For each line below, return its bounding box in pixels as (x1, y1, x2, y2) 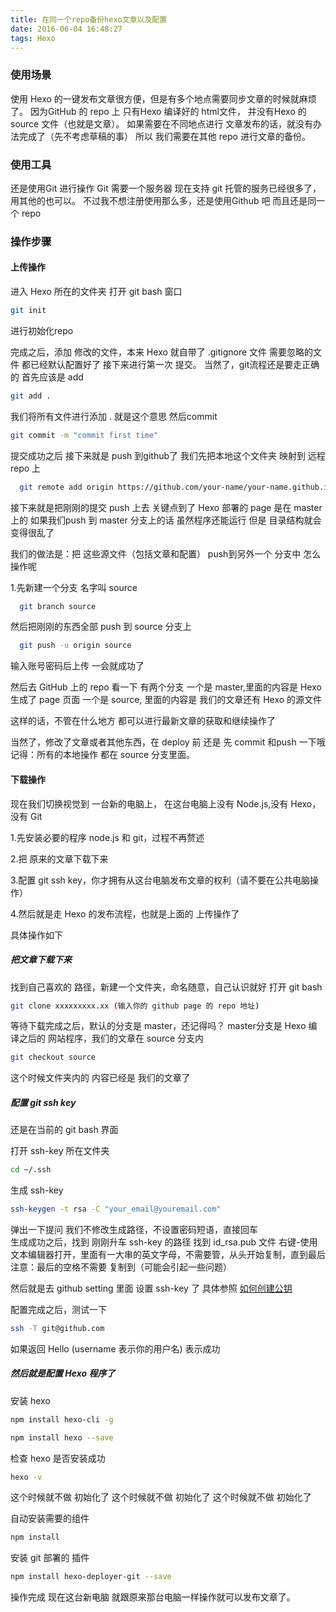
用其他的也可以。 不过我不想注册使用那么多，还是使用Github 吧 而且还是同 (10, 194, 317, 206)
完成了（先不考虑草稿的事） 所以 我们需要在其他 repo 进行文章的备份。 (18, 130, 311, 142)
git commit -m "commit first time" (10, 430, 159, 440)
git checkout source (10, 1052, 97, 1063)
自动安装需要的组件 (10, 1512, 90, 1525)
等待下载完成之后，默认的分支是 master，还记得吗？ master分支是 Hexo (10, 1020, 307, 1032)
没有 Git (10, 810, 43, 822)
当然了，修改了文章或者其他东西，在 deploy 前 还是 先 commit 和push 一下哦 (10, 736, 326, 748)
